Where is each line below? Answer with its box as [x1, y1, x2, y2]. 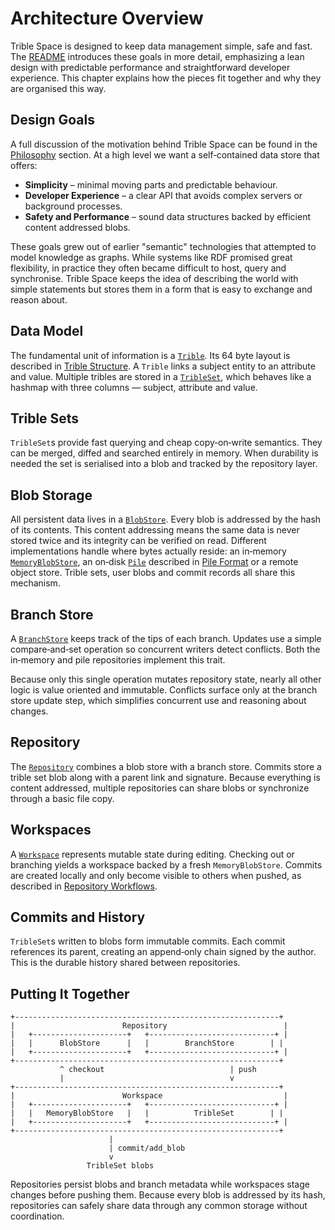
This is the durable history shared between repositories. [10, 957, 241, 969]
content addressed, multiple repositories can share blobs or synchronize [10, 782, 310, 794]
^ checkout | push [59, 1065, 257, 1075]
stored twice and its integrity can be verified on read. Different [10, 535, 267, 547]
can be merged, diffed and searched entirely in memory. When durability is [10, 447, 319, 459]
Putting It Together [10, 985, 130, 1002]
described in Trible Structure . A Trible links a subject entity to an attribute [10, 360, 316, 372]
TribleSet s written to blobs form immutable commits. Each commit [10, 935, 286, 947]
